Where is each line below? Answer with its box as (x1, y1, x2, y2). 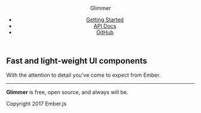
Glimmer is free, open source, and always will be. (6, 89, 129, 96)
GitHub (96, 29, 114, 36)
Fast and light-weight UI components (6, 56, 148, 66)
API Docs (93, 23, 117, 29)
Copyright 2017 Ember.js (6, 100, 67, 108)
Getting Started (86, 16, 124, 23)
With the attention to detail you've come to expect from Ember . (6, 71, 161, 79)
